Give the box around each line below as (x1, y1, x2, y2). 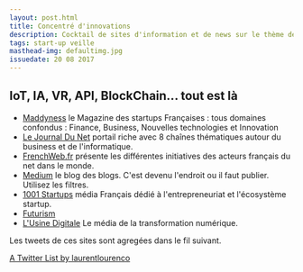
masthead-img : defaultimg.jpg (9, 47, 124, 56)
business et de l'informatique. (22, 141, 133, 151)
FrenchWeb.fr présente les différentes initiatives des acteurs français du (22, 150, 291, 161)
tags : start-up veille (9, 38, 95, 48)
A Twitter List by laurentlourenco (9, 252, 131, 263)
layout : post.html (9, 13, 78, 23)
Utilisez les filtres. (22, 179, 89, 190)
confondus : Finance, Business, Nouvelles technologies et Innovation (22, 122, 280, 132)
